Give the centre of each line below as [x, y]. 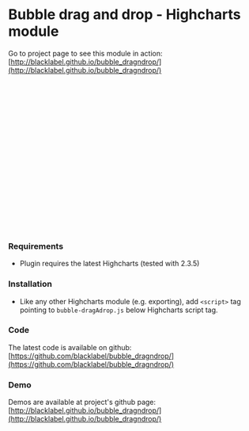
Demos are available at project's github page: [82, 402]
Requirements [36, 246]
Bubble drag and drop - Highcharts [124, 15]
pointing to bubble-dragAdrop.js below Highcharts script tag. [119, 310]
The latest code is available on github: [70, 347]
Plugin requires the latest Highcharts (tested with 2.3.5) [109, 264]
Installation [30, 284]
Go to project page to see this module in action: [86, 53]
